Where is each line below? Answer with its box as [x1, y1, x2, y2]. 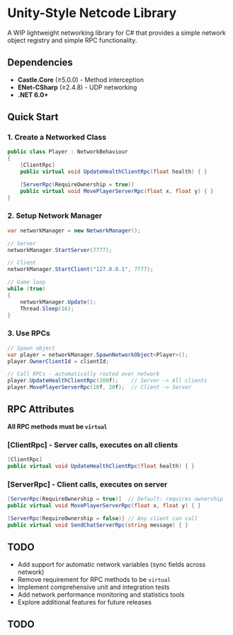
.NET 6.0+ [17, 90, 49, 99]
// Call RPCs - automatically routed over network [7, 370, 160, 377]
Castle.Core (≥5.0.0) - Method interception [17, 75, 144, 84]
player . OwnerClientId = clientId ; [7, 358, 110, 365]
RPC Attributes [7, 403, 74, 416]
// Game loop [7, 279, 46, 286]
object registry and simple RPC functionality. [7, 35, 137, 44]
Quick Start [7, 111, 59, 123]
